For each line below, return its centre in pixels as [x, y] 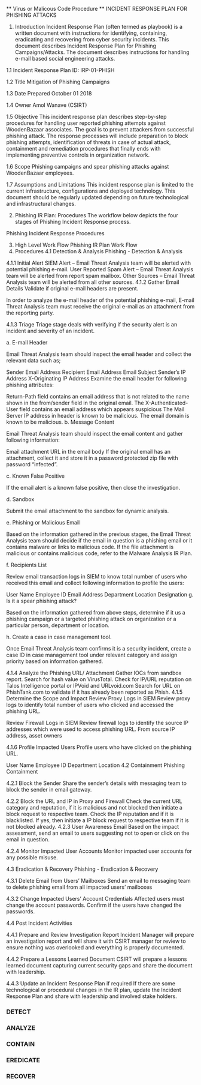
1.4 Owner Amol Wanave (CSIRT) [47, 105]
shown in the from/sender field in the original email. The [75, 403]
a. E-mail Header [27, 342]
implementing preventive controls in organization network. [78, 155]
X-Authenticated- [167, 403]
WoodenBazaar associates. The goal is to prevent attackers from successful [100, 129]
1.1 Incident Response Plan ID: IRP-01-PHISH [60, 70]
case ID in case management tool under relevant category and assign [92, 655]
